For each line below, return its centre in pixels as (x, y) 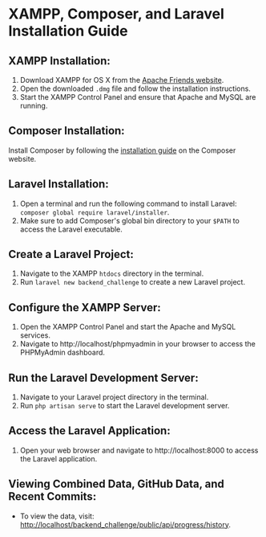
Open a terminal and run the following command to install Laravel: (129, 203)
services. (35, 335)
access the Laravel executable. (71, 229)
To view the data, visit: (57, 516)
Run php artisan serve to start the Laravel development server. (125, 406)
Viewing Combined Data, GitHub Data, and (116, 484)
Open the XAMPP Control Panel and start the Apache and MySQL (128, 327)
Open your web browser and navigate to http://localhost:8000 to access (139, 450)
